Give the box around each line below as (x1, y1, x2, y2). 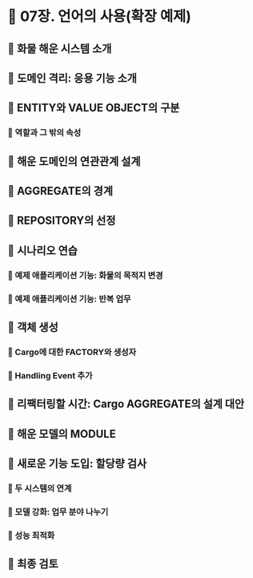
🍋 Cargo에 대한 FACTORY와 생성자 (7, 346, 137, 358)
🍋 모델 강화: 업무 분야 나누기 (7, 506, 109, 517)
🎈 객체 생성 (7, 321, 59, 334)
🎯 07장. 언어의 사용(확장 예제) (7, 7, 191, 26)
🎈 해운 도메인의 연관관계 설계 (7, 154, 141, 168)
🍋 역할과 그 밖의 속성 (7, 127, 82, 139)
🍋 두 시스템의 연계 (7, 483, 72, 494)
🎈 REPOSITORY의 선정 (7, 214, 116, 228)
